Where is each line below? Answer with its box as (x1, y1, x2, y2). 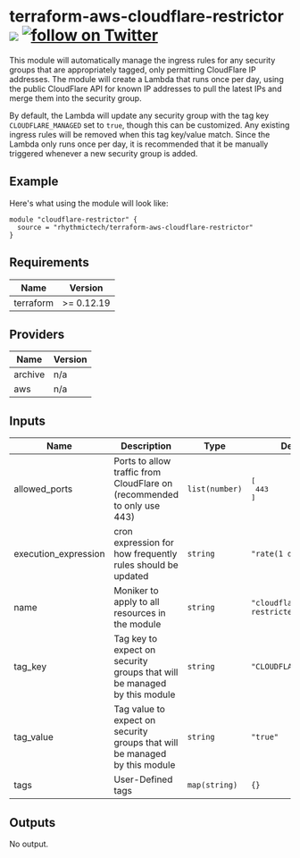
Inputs (9, 413, 46, 428)
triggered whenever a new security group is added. (9, 147, 198, 158)
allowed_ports (13, 483, 73, 495)
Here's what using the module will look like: (9, 198, 169, 208)
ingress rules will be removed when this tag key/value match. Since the (9, 129, 271, 139)
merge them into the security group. (9, 92, 142, 104)
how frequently (113, 548, 178, 560)
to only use (113, 500, 161, 512)
